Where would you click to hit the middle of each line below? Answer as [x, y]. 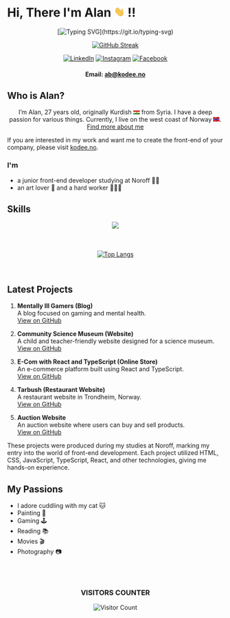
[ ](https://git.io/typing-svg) [115, 32]
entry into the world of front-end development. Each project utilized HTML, [113, 453]
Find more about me [115, 127]
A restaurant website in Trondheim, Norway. [79, 397]
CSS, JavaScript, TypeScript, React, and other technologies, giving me [107, 460]
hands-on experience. [38, 467]
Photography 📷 [39, 552]
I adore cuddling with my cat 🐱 [61, 506]
